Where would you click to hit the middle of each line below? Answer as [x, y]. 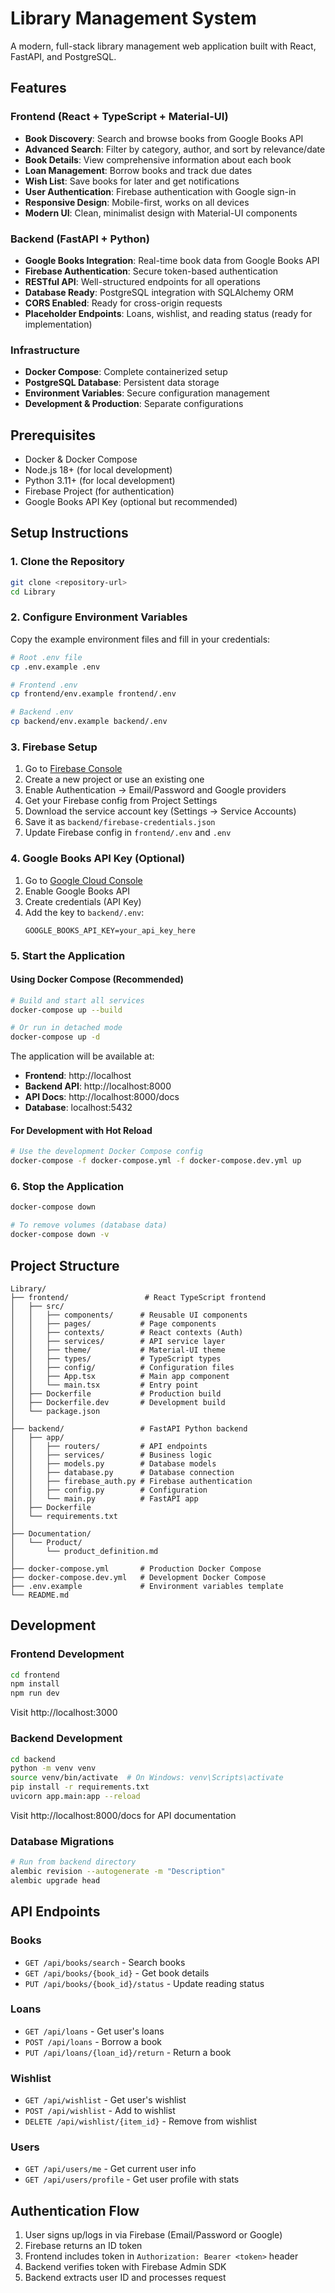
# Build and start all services [77, 1000]
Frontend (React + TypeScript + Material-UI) [119, 117]
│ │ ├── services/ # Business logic [111, 1455]
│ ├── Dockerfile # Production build [116, 1393]
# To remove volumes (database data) [89, 1225]
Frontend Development [67, 1654]
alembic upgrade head [55, 1880]
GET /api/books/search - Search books [105, 1962]
